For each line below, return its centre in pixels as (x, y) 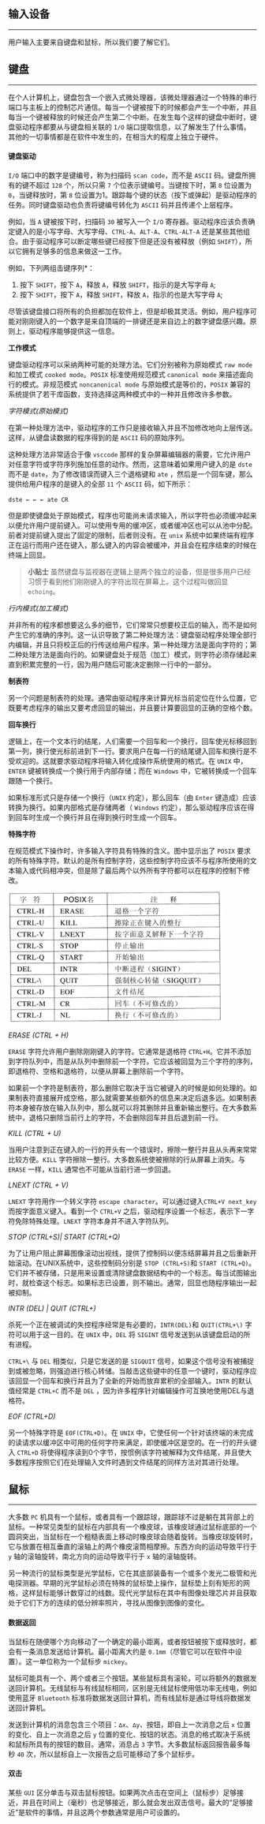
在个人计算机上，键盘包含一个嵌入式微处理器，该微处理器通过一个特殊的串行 (132, 97)
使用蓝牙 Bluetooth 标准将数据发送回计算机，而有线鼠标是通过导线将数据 (126, 1698)
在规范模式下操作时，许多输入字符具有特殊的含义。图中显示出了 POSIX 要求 (129, 850)
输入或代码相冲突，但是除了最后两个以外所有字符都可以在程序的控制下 (129, 870)
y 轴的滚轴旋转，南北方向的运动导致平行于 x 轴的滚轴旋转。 (105, 1557)
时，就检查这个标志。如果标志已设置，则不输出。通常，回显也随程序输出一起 (132, 1282)
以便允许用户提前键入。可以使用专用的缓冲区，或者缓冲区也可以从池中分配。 (132, 525)
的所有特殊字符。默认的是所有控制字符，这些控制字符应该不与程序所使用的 (129, 860)
